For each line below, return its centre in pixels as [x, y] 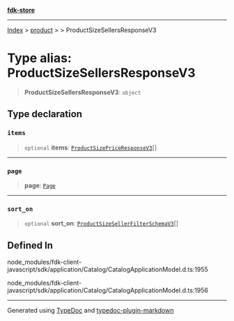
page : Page [40, 185]
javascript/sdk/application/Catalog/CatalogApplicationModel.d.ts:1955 [108, 269]
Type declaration [45, 114]
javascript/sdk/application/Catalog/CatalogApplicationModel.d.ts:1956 [108, 290]
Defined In [30, 245]
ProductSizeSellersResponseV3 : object [83, 92]
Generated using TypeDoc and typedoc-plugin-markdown [91, 311]
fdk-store [21, 10]
